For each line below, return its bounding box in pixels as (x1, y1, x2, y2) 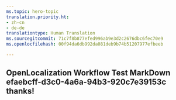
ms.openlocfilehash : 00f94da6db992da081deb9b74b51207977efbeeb (6, 42, 164, 47)
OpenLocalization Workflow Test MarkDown (6, 68, 171, 78)
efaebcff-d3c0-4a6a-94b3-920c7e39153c (6, 77, 167, 87)
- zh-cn (6, 19, 25, 25)
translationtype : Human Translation (6, 30, 95, 36)
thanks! (6, 86, 35, 96)
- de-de (6, 25, 25, 31)
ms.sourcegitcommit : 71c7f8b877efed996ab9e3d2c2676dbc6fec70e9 (6, 36, 164, 42)
